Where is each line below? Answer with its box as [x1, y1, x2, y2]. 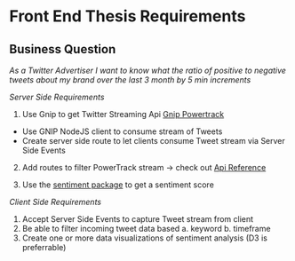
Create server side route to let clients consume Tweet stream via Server [21, 136, 286, 146]
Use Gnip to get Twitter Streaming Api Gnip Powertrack [21, 109, 225, 119]
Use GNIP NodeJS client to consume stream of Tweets [21, 126, 223, 137]
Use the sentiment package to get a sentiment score [21, 179, 215, 190]
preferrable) [21, 242, 67, 252]
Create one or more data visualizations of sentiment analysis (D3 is [21, 233, 268, 243]
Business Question [9, 42, 116, 57]
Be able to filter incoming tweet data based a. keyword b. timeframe [21, 224, 271, 233]
